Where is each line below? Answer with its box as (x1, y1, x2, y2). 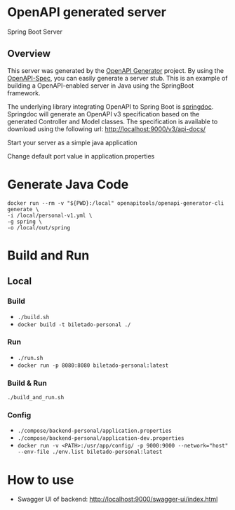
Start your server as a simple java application (7, 138, 138, 147)
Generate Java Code (7, 176, 129, 192)
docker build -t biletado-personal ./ (17, 321, 131, 328)
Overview (7, 48, 51, 60)
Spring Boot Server (7, 27, 63, 36)
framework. (7, 88, 41, 97)
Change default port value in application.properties (7, 152, 155, 160)
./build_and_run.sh (7, 394, 65, 401)
